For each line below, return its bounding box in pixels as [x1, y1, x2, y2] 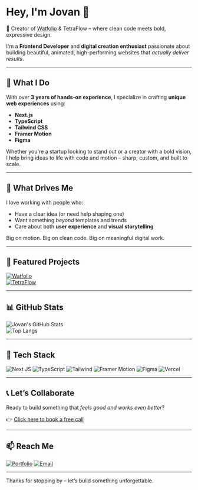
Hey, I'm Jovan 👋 [6, 5, 90, 19]
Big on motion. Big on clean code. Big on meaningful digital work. [6, 234, 165, 241]
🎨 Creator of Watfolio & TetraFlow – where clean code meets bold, [6, 25, 166, 32]
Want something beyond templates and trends [14, 216, 127, 223]
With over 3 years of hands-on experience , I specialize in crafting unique [6, 93, 186, 100]
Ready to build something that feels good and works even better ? [6, 404, 165, 411]
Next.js [14, 111, 34, 118]
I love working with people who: [6, 199, 84, 206]
